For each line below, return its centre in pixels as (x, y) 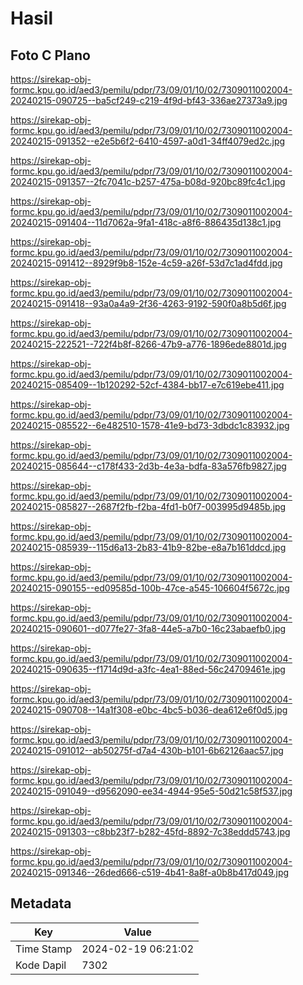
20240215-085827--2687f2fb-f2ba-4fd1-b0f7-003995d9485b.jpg (148, 506)
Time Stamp (44, 949)
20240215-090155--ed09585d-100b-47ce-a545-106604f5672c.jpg (150, 588)
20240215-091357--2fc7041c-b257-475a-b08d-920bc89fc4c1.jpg (148, 181)
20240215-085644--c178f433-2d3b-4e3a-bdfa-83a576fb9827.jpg (148, 466)
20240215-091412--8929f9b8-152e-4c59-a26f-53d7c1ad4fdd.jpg (146, 263)
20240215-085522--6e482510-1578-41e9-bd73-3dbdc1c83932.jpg (150, 425)
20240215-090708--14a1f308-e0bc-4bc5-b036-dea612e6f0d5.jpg (149, 710)
